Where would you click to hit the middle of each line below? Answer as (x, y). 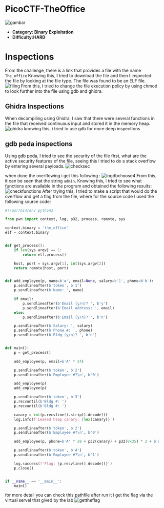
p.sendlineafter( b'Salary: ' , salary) (53, 326)
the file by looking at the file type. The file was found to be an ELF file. (75, 81)
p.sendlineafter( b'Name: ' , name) (49, 290)
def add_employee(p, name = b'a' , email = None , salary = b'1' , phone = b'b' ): (79, 281)
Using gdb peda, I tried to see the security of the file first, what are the (76, 156)
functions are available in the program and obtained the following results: (79, 186)
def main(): (17, 348)
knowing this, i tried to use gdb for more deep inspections (82, 128)
